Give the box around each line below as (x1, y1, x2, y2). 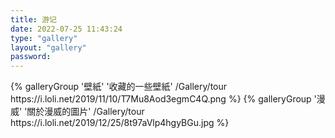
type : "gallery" (10, 33, 78, 43)
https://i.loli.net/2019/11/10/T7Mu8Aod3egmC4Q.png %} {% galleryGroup (10, 93, 312, 105)
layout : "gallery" (10, 42, 87, 53)
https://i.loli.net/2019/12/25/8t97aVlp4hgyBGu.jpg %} (10, 117, 230, 129)
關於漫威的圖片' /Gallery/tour (26, 106, 145, 118)
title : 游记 (10, 14, 57, 25)
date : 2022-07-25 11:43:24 (10, 24, 123, 34)
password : (10, 52, 52, 62)
